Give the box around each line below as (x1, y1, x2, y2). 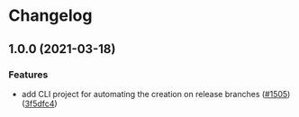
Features (8, 68, 49, 81)
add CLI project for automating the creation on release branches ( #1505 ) (21, 88, 291, 99)
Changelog (8, 5, 93, 26)
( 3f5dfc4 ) (21, 98, 58, 109)
